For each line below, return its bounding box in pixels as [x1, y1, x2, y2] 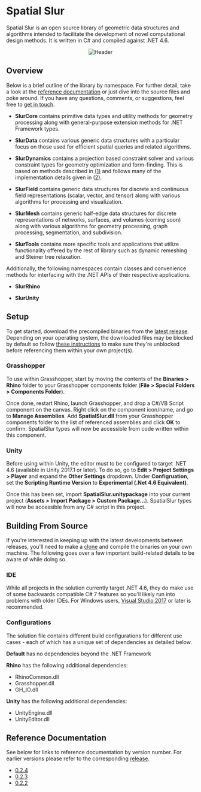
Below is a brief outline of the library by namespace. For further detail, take [6, 81, 191, 89]
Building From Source [6, 521, 89, 531]
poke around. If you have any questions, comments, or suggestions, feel [6, 94, 184, 101]
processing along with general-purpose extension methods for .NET [14, 119, 183, 126]
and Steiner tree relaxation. [14, 253, 82, 260]
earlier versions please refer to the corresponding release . [6, 755, 150, 762]
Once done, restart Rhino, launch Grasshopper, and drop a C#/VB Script [6, 400, 184, 407]
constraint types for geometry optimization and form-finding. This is [14, 161, 183, 168]
